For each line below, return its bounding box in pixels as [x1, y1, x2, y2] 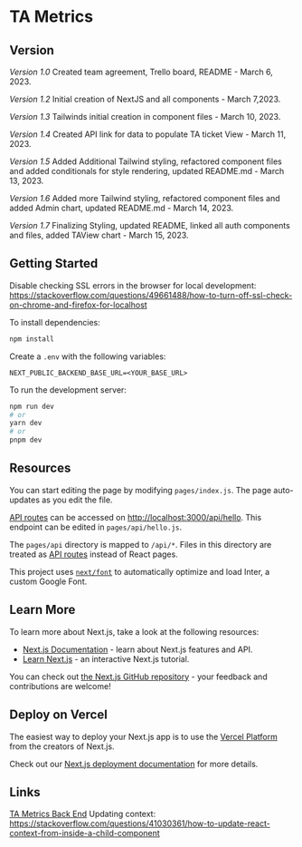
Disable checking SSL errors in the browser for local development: [9, 279, 257, 291]
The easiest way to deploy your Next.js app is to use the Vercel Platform [9, 731, 278, 742]
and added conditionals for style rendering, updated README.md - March [9, 166, 285, 176]
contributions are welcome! [9, 680, 111, 691]
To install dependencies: [9, 316, 101, 327]
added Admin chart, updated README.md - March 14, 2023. [9, 202, 234, 213]
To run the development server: [9, 384, 127, 395]
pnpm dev [9, 435, 42, 445]
